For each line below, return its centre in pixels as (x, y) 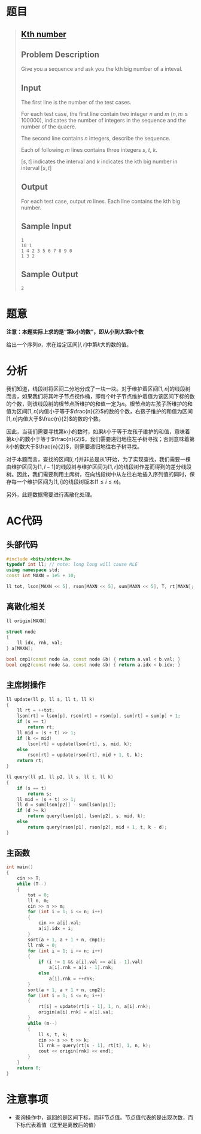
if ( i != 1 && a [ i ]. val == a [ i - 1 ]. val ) (91, 962)
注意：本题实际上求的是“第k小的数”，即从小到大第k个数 (75, 331)
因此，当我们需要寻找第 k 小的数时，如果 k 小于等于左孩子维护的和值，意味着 (98, 431)
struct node (21, 632)
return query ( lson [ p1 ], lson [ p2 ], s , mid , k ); (87, 816)
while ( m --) (43, 1023)
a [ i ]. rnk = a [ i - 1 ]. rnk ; (81, 968)
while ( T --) (32, 884)
